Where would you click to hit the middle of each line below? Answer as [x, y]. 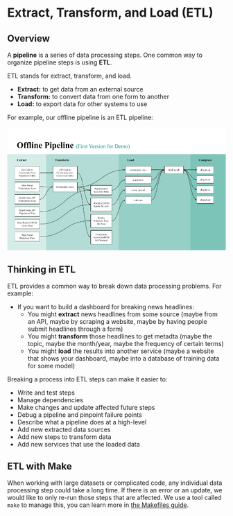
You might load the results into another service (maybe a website [121, 351]
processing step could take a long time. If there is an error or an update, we [115, 490]
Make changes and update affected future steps [86, 408]
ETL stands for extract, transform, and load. [70, 76]
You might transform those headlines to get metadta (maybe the [120, 336]
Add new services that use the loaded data [78, 445]
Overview [29, 38]
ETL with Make [40, 466]
